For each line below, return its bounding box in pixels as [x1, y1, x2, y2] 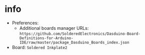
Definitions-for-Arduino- [19, 36, 73, 41]
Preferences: [11, 20, 38, 26]
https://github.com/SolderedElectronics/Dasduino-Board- [19, 31, 141, 36]
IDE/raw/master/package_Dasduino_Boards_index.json [19, 40, 129, 45]
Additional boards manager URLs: [19, 25, 89, 31]
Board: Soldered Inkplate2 [11, 44, 67, 50]
